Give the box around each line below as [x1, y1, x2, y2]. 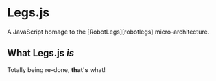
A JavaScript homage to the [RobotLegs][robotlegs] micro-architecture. [7, 27, 210, 36]
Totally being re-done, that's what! [7, 65, 106, 73]
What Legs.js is [7, 47, 75, 59]
